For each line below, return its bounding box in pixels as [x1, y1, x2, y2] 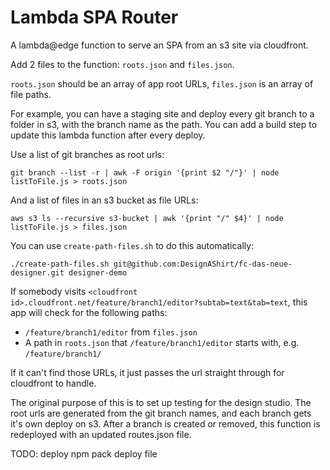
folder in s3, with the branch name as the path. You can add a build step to [10, 118, 318, 130]
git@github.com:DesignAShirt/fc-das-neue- [113, 259, 293, 269]
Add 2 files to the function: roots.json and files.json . [10, 58, 235, 70]
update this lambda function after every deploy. [10, 129, 206, 141]
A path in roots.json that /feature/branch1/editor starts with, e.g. [24, 336, 300, 348]
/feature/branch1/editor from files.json [24, 326, 198, 338]
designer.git [10, 267, 65, 278]
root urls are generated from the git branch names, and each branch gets [10, 407, 312, 419]
